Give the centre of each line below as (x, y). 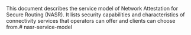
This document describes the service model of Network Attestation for (92, 8)
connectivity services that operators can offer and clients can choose (91, 21)
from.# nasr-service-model (39, 27)
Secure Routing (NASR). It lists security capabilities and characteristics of (96, 15)
